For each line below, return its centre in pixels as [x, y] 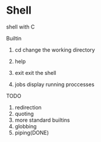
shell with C [20, 27]
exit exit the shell [35, 72]
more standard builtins [42, 120]
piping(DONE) [32, 132]
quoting [24, 113]
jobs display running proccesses [55, 84]
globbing [26, 126]
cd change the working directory [55, 50]
